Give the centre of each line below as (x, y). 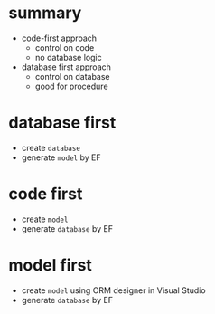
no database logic (68, 57)
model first (50, 265)
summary (45, 13)
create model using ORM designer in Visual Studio (113, 290)
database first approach (66, 67)
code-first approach (59, 38)
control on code (65, 47)
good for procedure (72, 86)
